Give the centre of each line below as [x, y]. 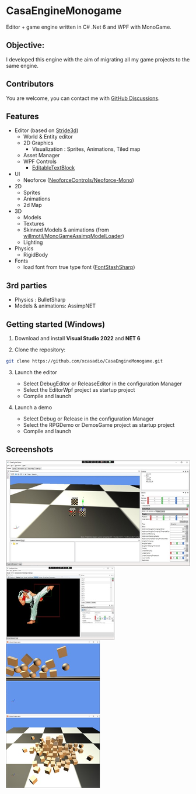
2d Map [32, 205]
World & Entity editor [48, 137]
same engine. [22, 65]
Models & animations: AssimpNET [55, 306]
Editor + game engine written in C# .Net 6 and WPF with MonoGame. [89, 27]
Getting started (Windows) [56, 324]
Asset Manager [41, 156]
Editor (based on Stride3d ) [46, 130]
